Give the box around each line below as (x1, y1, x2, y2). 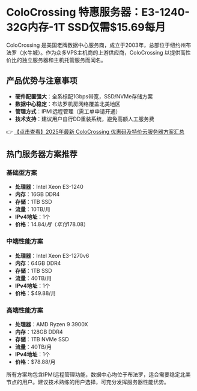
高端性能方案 (6, 306, 44, 314)
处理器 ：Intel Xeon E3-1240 (14, 184, 84, 191)
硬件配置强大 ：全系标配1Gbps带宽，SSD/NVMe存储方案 (14, 92, 153, 100)
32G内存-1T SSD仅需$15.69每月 (6, 20, 166, 34)
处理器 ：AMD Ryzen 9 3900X (14, 321, 88, 328)
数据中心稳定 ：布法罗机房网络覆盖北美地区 (14, 100, 121, 107)
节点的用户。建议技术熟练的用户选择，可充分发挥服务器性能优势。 (6, 378, 169, 386)
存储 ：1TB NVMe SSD (14, 336, 69, 343)
